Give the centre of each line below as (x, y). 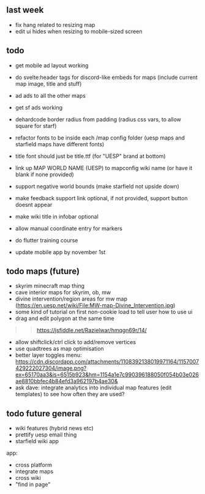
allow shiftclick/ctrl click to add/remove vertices (76, 342)
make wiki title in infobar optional (57, 216)
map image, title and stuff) (48, 84)
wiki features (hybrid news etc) (54, 429)
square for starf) (36, 125)
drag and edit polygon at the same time (65, 318)
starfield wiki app (37, 441)
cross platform (33, 465)
